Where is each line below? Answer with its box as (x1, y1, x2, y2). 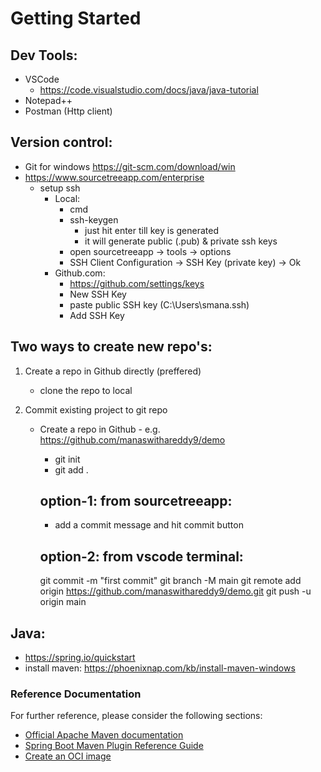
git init (54, 453, 81, 465)
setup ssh (39, 182, 81, 194)
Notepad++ (24, 95, 73, 106)
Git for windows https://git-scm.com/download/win (24, 160, 236, 172)
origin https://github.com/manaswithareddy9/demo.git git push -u (39, 585, 312, 597)
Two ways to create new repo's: (10, 338, 213, 356)
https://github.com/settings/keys (69, 277, 205, 289)
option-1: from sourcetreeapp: (39, 493, 233, 510)
